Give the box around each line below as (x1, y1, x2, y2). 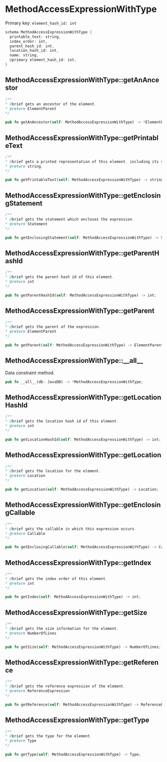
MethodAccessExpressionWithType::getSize (5, 608, 148, 616)
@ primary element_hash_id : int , (9, 57, 77, 63)
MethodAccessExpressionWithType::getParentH (5, 249, 160, 257)
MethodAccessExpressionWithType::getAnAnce (5, 76, 160, 84)
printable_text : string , (9, 34, 61, 39)
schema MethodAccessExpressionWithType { (5, 29, 92, 34)
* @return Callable (5, 531, 46, 536)
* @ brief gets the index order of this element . (5, 576, 108, 581)
